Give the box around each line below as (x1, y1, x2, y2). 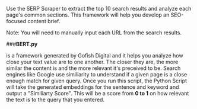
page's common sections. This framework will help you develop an (6, 11, 170, 18)
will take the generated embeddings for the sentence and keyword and (6, 84, 179, 91)
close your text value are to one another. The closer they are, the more (6, 59, 179, 65)
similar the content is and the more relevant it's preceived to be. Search (6, 65, 181, 72)
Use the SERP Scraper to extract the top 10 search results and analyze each (6, 5, 192, 12)
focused (6, 18, 27, 24)
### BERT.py (6, 41, 38, 47)
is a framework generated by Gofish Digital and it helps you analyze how (6, 52, 183, 59)
